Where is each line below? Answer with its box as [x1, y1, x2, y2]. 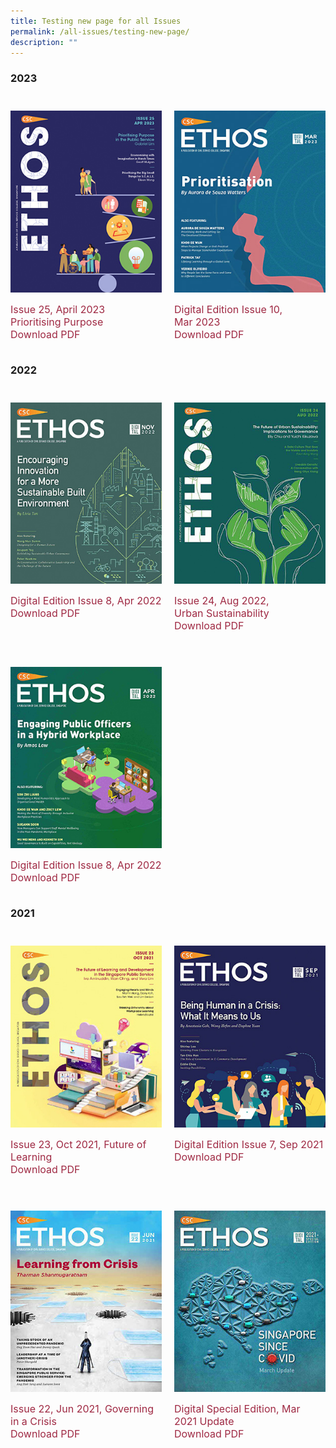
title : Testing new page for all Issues [10, 16, 182, 26]
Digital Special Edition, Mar [174, 1402, 301, 1416]
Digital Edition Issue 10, [174, 302, 283, 316]
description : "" [10, 37, 78, 47]
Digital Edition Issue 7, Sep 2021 [174, 1137, 324, 1151]
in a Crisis [10, 1415, 57, 1429]
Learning [10, 1150, 53, 1164]
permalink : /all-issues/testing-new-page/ [10, 26, 190, 37]
